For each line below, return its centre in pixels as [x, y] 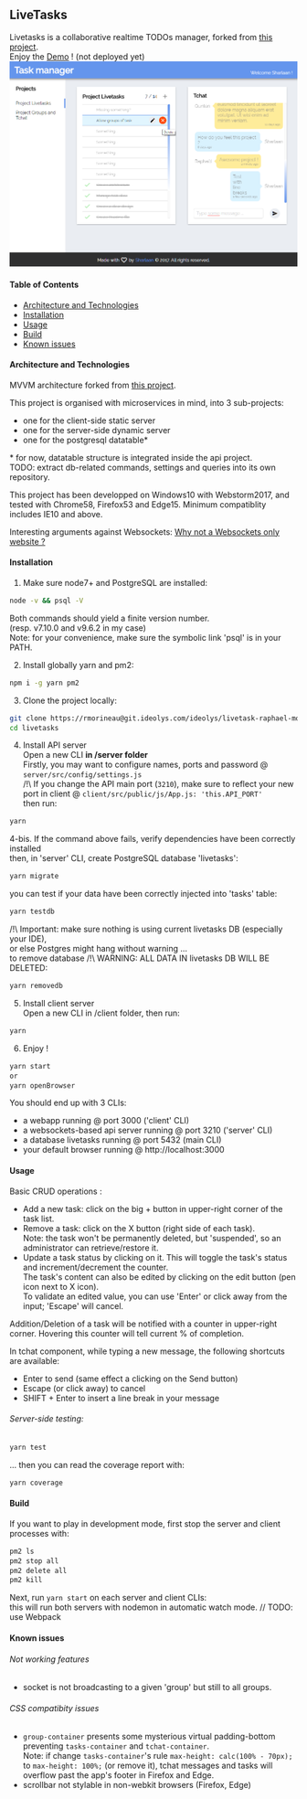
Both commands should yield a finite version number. [110, 618]
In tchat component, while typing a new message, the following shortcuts [147, 1351]
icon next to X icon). [60, 1286]
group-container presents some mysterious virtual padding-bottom [149, 1737]
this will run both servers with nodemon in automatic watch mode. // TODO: [152, 1607]
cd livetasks [34, 728]
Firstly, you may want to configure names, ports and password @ [145, 765]
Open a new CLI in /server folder [85, 755]
